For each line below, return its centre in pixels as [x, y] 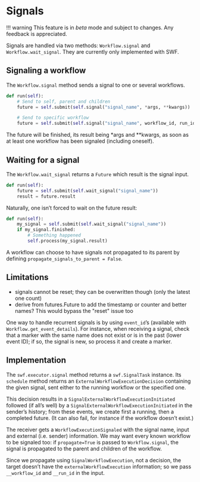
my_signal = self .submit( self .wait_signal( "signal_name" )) [92, 224]
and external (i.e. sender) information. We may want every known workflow [99, 436]
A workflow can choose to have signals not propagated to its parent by [93, 252]
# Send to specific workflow [53, 118]
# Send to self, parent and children [64, 102]
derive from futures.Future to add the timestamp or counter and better [101, 304]
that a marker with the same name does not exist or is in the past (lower [94, 335]
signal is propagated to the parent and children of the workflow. [84, 449]
